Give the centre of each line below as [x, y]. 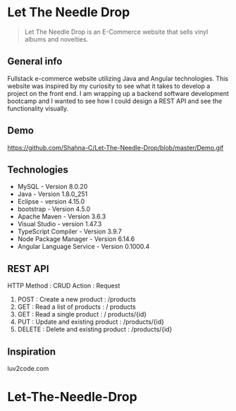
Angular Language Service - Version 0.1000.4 [83, 247]
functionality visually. [38, 108]
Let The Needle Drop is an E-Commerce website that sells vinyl [116, 32]
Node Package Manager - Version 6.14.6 [76, 239]
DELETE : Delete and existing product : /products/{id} [95, 329]
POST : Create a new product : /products [76, 300]
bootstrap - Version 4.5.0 [54, 209]
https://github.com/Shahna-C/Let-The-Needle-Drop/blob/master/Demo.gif [116, 147]
